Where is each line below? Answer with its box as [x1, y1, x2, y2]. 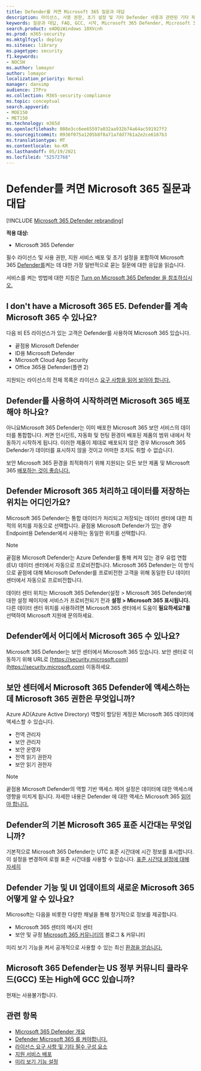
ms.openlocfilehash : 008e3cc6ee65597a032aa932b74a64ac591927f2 [6, 126, 167, 132]
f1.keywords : [6, 53, 39, 59]
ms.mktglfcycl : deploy [6, 37, 63, 43]
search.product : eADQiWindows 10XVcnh [6, 25, 103, 32]
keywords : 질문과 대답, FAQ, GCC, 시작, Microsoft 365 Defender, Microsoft [6, 20, 190, 26]
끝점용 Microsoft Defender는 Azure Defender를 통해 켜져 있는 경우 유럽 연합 [6, 554, 187, 561]
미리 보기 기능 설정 [14, 1058, 59, 1065]
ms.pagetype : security [6, 48, 63, 54]
